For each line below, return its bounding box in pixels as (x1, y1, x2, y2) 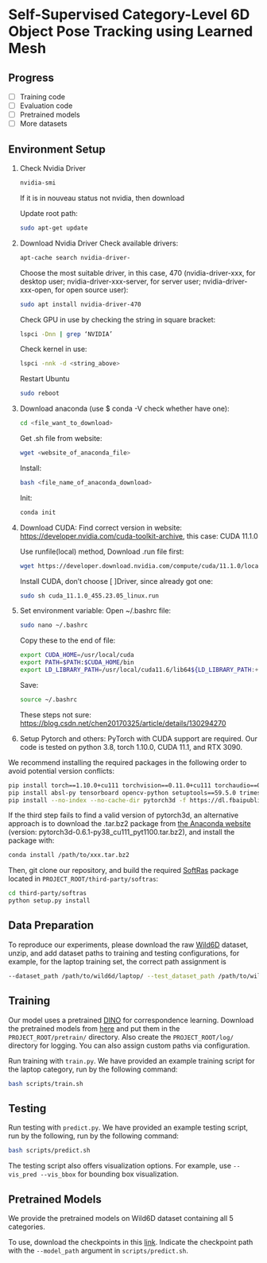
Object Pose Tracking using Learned (8, 22, 253, 41)
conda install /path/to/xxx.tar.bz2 (8, 852, 130, 859)
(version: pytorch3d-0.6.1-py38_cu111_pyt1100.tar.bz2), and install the (8, 828, 235, 837)
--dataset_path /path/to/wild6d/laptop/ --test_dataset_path (8, 971, 215, 980)
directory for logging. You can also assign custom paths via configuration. (8, 1041, 250, 1050)
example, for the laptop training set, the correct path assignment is (8, 956, 226, 966)
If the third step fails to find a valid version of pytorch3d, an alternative (8, 810, 239, 820)
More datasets (19, 119, 68, 129)
